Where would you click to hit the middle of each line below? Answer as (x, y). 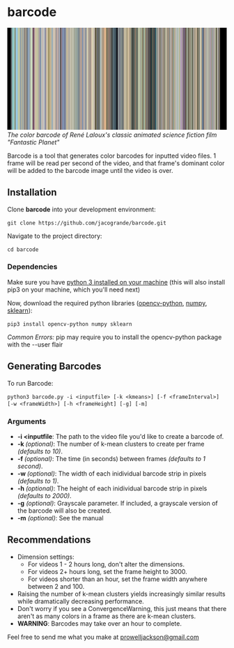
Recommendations (49, 540)
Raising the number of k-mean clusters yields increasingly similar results (121, 594)
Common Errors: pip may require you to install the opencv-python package (115, 337)
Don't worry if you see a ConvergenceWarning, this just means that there (122, 608)
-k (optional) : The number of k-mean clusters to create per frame (111, 444)
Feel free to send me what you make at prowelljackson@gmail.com (103, 637)
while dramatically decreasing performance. (80, 601)
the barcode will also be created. (64, 511)
